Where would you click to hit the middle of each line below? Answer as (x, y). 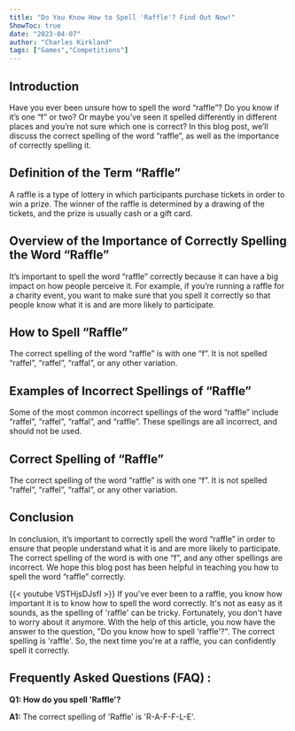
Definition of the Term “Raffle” (95, 173)
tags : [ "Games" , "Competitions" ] (69, 51)
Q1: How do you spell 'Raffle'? (65, 699)
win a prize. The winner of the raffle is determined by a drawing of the (137, 204)
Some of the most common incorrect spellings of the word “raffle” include (144, 412)
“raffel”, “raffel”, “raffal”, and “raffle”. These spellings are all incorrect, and (143, 422)
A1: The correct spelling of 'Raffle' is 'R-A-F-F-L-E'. (102, 716)
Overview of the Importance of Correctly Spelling (148, 241)
